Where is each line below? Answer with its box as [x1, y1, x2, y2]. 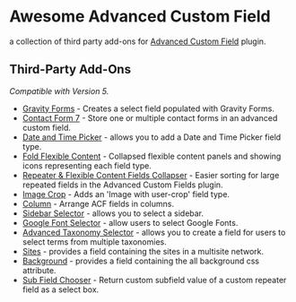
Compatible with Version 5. [9, 85, 109, 96]
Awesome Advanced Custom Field [9, 6, 271, 27]
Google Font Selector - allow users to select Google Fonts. [22, 217, 239, 228]
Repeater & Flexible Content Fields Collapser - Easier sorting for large [22, 169, 280, 180]
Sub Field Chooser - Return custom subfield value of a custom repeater [22, 274, 287, 285]
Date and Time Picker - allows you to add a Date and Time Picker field [22, 132, 282, 142]
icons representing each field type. [22, 160, 152, 171]
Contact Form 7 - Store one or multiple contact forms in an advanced [22, 112, 278, 123]
